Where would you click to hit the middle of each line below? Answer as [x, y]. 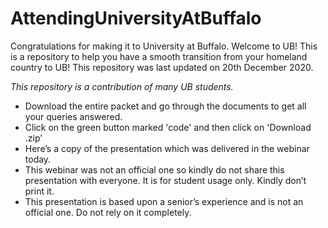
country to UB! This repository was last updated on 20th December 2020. [162, 67]
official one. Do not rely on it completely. [108, 212]
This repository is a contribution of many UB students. [122, 86]
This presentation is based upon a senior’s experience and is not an [164, 201]
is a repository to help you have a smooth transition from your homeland [159, 56]
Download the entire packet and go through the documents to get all [165, 106]
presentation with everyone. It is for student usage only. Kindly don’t [165, 180]
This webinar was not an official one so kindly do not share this [154, 169]
